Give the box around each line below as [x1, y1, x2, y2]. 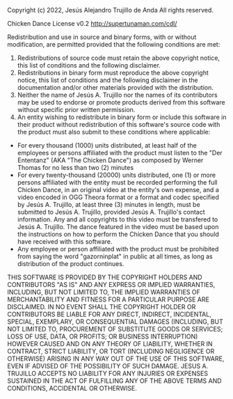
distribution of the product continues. [17, 260, 124, 267]
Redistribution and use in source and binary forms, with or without [7, 33, 197, 41]
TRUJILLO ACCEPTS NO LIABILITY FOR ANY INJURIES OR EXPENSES [7, 369, 209, 377]
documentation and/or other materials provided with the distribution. [17, 84, 214, 91]
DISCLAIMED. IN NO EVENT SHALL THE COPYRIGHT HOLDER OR [7, 303, 196, 311]
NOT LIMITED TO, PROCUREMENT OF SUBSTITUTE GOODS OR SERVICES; [7, 325, 223, 333]
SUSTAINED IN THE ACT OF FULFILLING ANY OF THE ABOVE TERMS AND [7, 377, 222, 385]
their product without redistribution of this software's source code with [17, 120, 220, 128]
